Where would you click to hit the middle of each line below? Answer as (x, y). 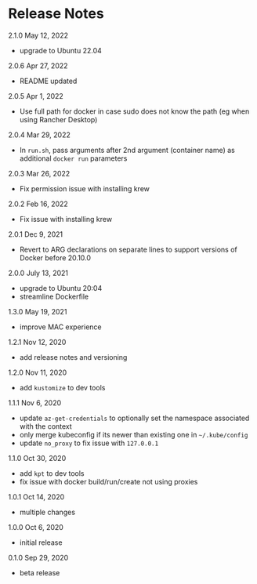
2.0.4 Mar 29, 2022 (39, 135)
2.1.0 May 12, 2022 (38, 35)
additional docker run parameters (73, 158)
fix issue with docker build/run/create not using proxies (109, 481)
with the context (45, 426)
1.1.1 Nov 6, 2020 (35, 403)
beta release (40, 572)
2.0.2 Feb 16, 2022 (38, 204)
